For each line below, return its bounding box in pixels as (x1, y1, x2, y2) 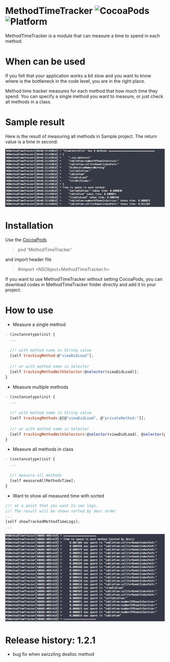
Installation (5, 220, 54, 231)
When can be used (5, 56, 86, 68)
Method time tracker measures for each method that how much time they (5, 88, 158, 94)
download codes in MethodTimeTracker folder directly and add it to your (5, 281, 156, 287)
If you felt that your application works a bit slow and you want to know (5, 73, 152, 79)
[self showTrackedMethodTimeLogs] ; (5, 519, 80, 524)
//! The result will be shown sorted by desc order (5, 508, 116, 514)
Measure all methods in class (12, 446, 74, 452)
